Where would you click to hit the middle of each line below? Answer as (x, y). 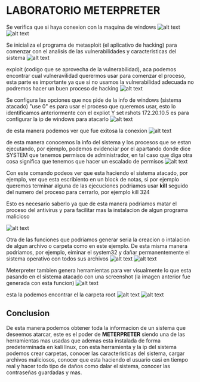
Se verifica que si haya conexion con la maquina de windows (81, 27)
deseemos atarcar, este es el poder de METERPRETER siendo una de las (96, 334)
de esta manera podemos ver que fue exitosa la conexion (77, 131)
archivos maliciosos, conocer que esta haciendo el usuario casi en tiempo (97, 359)
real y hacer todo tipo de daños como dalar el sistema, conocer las (88, 366)
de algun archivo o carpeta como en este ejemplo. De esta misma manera (97, 245)
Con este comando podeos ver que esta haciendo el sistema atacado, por (97, 173)
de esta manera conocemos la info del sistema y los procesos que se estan (99, 142)
